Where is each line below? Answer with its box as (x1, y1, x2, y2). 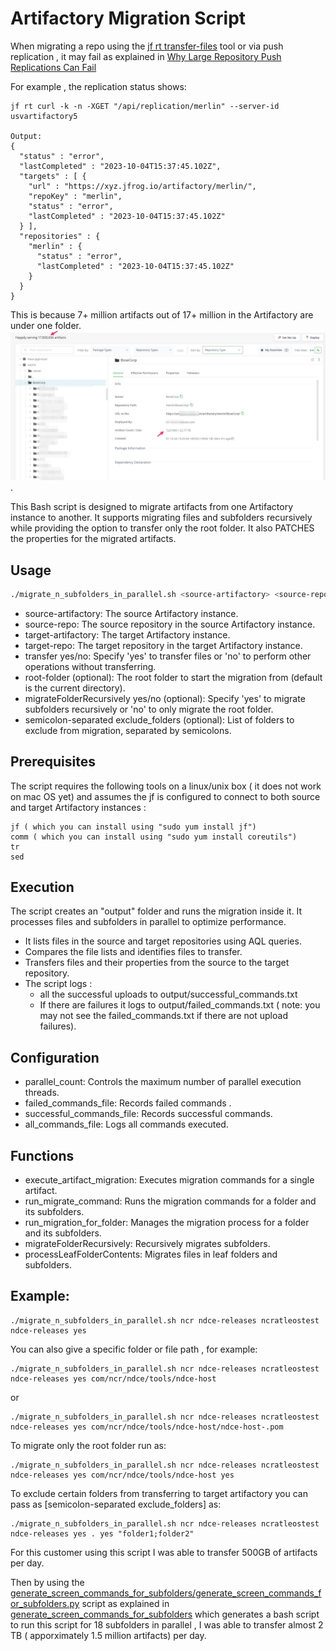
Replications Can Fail (10, 61, 97, 73)
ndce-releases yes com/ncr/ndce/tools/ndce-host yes (10, 1470, 235, 1480)
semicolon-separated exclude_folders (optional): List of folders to (24, 713, 295, 726)
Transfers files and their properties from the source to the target (24, 957, 290, 969)
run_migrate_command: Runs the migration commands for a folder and (24, 1195, 317, 1207)
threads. (24, 1087, 60, 1099)
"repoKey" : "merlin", (28, 191, 123, 201)
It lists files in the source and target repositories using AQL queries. (24, 935, 302, 947)
